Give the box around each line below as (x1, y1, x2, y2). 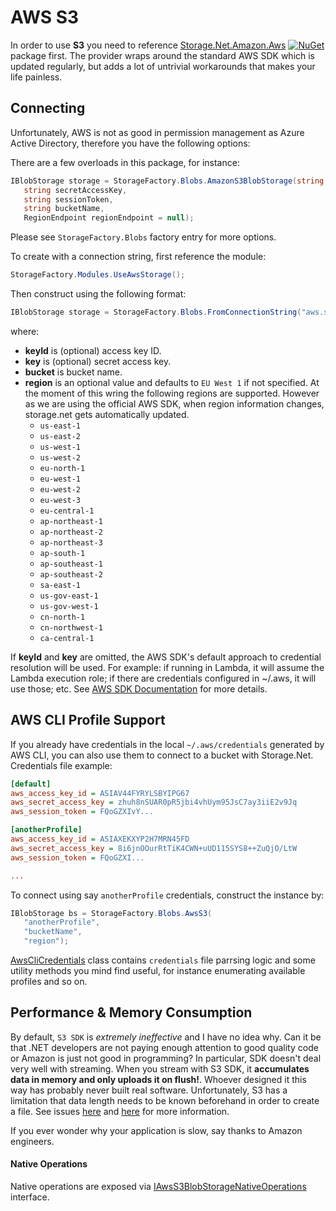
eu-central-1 (39, 506, 95, 516)
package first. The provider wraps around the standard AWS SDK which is (10, 49, 316, 61)
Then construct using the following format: (10, 288, 187, 300)
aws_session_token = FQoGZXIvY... (10, 807, 155, 817)
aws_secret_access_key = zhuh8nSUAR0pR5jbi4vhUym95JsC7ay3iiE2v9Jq (10, 797, 298, 808)
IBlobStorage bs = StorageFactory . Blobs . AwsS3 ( (10, 908, 213, 918)
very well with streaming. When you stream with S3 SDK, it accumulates (10, 1062, 310, 1075)
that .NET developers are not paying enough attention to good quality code (10, 1041, 319, 1053)
